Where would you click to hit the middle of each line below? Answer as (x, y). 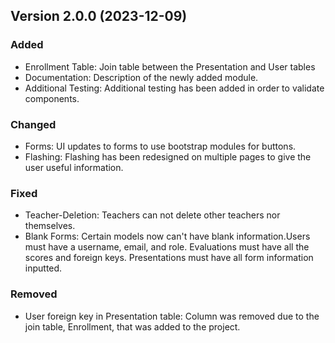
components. (52, 98)
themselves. (50, 226)
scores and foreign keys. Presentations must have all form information (169, 258)
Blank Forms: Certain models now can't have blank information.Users (167, 236)
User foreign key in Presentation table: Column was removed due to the (172, 316)
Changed (33, 124)
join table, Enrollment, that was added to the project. (132, 326)
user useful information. (74, 167)
